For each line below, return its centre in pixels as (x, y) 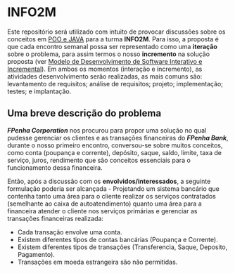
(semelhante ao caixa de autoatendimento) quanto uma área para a (104, 204)
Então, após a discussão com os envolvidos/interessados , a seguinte (109, 181)
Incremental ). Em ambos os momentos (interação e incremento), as (105, 69)
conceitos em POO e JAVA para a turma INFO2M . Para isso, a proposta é (113, 39)
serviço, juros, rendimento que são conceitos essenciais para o (99, 160)
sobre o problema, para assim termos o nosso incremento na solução (108, 54)
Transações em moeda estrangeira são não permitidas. (97, 262)
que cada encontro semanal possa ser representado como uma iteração (113, 46)
